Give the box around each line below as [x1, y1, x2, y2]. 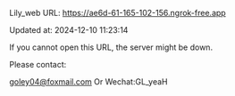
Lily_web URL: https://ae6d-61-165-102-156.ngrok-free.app [9, 8, 226, 18]
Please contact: [9, 60, 67, 69]
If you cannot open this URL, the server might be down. [9, 42, 213, 52]
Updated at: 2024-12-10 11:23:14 [9, 25, 129, 35]
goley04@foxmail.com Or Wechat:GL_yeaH [9, 76, 168, 87]
